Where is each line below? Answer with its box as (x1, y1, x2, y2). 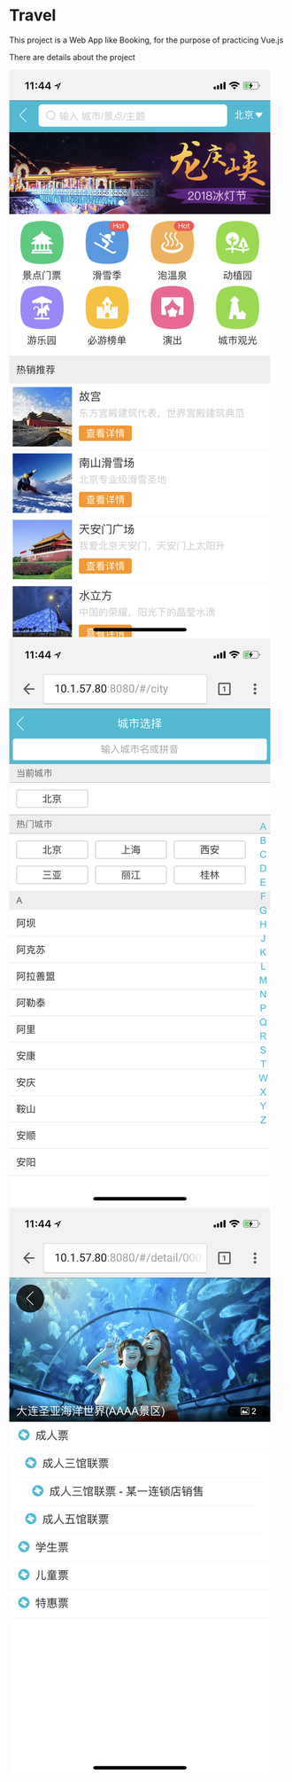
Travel (9, 5, 57, 26)
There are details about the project (9, 51, 135, 62)
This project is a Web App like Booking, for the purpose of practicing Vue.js (9, 35, 284, 45)
